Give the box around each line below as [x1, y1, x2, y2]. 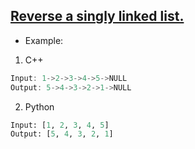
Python [24, 100, 55, 113]
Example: [24, 34, 64, 46]
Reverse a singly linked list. [10, 8, 185, 25]
